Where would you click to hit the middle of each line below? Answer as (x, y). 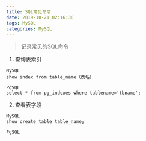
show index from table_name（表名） (50, 77)
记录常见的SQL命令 (45, 46)
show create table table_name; (45, 122)
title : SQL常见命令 (29, 12)
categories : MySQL (29, 29)
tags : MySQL (21, 23)
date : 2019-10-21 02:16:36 (40, 17)
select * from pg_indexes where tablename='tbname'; (74, 93)
